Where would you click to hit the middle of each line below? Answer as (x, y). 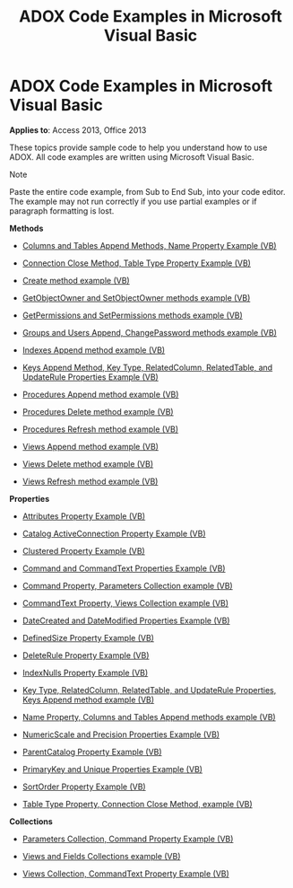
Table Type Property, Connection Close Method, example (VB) (137, 804)
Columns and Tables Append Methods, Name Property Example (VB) (149, 245)
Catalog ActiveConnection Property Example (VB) (114, 533)
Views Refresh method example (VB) (90, 481)
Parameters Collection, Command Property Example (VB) (128, 839)
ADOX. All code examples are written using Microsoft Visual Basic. (132, 157)
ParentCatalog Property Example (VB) (92, 752)
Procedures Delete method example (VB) (98, 411)
